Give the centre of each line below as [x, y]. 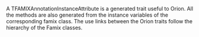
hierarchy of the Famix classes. [44, 27]
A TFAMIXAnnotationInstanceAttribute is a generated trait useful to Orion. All [100, 9]
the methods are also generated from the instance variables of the [87, 15]
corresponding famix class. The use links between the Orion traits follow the [99, 21]
